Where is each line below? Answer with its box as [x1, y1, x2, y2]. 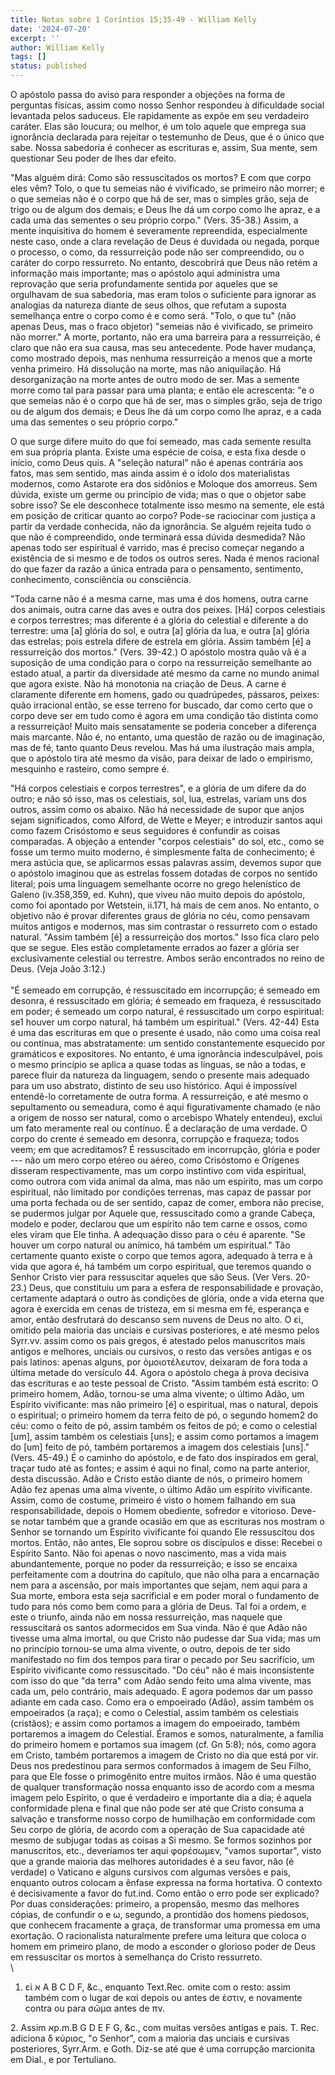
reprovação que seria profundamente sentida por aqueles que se [10, 278, 279, 290]
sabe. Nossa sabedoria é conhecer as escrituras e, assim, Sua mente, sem [10, 142, 318, 153]
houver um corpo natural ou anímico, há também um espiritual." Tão [10, 1239, 291, 1251]
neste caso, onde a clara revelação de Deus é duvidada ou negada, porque [10, 236, 320, 247]
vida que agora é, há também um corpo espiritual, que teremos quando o [10, 1261, 312, 1272]
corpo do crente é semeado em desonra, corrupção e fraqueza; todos [10, 1133, 300, 1145]
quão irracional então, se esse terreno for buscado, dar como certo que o [10, 699, 313, 711]
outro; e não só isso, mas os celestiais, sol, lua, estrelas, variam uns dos [10, 793, 307, 805]
